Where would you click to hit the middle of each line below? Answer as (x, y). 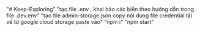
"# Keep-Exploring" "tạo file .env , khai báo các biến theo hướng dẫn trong (100, 9)
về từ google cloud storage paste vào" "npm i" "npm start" (80, 22)
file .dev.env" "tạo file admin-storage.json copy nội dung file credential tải (99, 15)
